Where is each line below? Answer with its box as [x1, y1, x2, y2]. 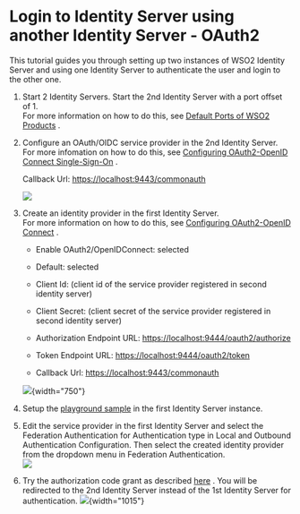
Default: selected [35, 261, 99, 272]
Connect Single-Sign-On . [21, 156, 118, 167]
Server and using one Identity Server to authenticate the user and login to [9, 64, 281, 75]
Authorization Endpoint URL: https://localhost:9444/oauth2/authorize [35, 332, 291, 343]
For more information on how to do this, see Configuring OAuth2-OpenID [21, 217, 291, 227]
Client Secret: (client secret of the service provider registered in [35, 305, 271, 316]
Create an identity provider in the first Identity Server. [21, 208, 219, 218]
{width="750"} [30, 385, 86, 396]
